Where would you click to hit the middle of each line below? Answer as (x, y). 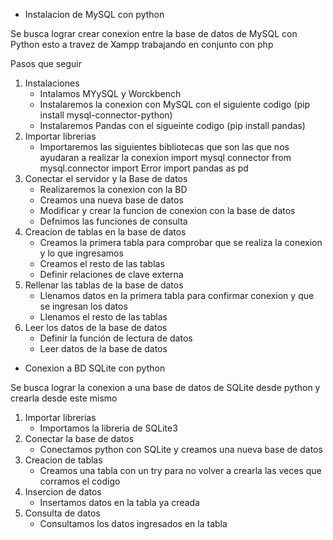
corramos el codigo (80, 481)
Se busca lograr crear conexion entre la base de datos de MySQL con (154, 33)
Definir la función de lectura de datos (116, 338)
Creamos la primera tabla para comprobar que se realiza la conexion (181, 242)
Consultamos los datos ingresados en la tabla (133, 523)
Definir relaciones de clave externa (111, 274)
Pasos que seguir (46, 63)
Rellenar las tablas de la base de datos (104, 285)
